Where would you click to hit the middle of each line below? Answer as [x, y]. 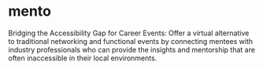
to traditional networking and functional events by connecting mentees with [131, 41]
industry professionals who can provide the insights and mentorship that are [132, 49]
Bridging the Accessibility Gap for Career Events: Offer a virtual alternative [129, 33]
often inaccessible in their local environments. [83, 58]
